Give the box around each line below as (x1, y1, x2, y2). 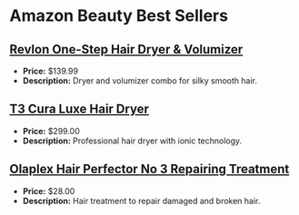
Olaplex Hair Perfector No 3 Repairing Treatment (9, 161, 290, 177)
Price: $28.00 (22, 185, 75, 196)
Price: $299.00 (22, 125, 80, 136)
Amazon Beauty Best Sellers (9, 5, 229, 26)
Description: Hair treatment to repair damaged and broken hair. (22, 195, 261, 206)
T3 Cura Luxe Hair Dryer (9, 102, 150, 117)
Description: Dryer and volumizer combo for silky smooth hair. (22, 75, 257, 86)
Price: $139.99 (22, 65, 79, 76)
